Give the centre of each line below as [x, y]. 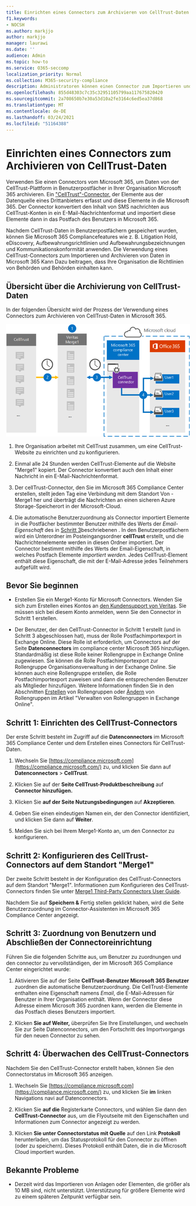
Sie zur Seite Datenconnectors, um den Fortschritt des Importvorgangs [100, 1029]
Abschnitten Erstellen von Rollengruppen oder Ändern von [84, 692]
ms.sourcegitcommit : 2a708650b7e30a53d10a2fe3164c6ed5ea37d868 [85, 99]
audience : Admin [26, 56]
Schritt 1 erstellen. [36, 619]
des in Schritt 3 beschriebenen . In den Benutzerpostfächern [117, 529]
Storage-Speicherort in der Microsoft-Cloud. [68, 506]
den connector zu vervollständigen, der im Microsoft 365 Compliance [90, 963]
